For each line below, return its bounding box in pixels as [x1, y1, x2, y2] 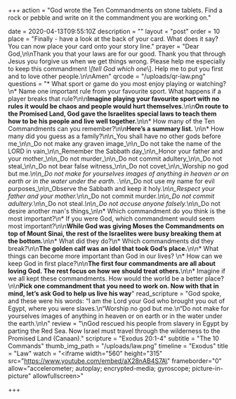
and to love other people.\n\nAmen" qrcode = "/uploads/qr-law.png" [8, 72, 206, 80]
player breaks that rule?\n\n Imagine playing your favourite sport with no [8, 94, 220, 103]
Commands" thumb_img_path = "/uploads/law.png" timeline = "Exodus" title [8, 342, 229, 350]
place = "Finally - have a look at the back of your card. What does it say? [8, 35, 218, 43]
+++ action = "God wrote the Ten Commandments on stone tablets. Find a [8, 6, 223, 14]
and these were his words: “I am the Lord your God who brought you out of [8, 297, 225, 305]
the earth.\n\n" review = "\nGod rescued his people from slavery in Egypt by [8, 319, 229, 327]
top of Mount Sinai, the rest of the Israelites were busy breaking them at [8, 229, 222, 238]
